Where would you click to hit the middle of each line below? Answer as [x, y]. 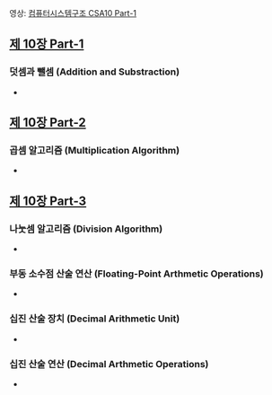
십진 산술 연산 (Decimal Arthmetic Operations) [109, 364]
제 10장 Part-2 [48, 123]
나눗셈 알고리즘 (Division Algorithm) [86, 229]
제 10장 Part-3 [48, 201]
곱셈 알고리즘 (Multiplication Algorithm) [95, 150]
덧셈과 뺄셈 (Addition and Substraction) [95, 72]
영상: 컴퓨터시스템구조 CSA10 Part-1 [73, 13]
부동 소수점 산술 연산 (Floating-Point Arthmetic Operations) [137, 274]
